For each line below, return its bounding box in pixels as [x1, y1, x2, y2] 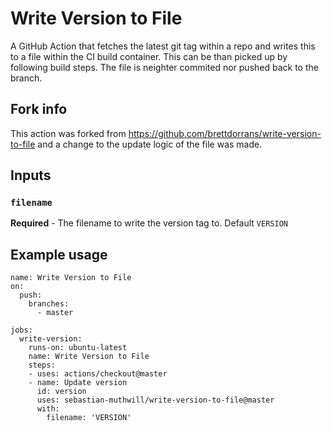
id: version [36, 387, 87, 397]
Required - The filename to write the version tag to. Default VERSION [10, 217, 288, 229]
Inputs [10, 167, 52, 184]
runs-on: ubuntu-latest [28, 343, 128, 353]
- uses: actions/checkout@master [28, 369, 168, 379]
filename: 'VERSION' [46, 413, 132, 423]
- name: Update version [28, 378, 128, 388]
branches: [28, 299, 70, 309]
